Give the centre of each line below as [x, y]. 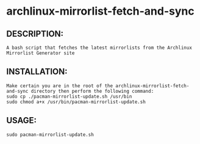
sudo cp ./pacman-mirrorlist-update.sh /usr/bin [69, 96]
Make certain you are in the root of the [60, 86]
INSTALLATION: [37, 72]
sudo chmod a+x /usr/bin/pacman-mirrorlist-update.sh [76, 102]
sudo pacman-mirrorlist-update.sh [50, 135]
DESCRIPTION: [35, 34]
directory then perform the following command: [92, 91]
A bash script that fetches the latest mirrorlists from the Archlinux [99, 48]
